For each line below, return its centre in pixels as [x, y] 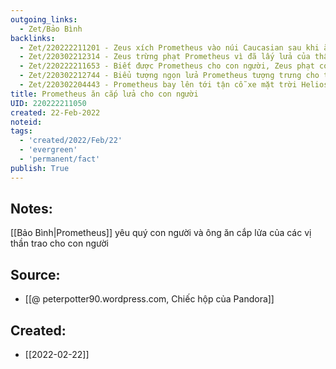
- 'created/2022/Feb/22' [71, 141]
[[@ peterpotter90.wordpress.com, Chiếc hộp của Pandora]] [149, 299]
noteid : [26, 122]
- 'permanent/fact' [60, 159]
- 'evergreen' [48, 150]
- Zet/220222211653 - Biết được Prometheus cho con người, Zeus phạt [167, 66]
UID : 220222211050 [48, 103]
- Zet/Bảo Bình [51, 29]
